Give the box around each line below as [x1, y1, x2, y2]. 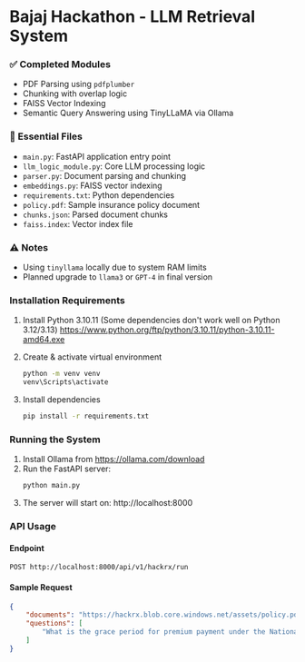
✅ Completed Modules [9, 58, 112, 71]
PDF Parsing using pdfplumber [22, 79, 135, 90]
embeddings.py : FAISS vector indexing [22, 180, 162, 191]
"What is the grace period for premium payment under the [42, 627, 266, 637]
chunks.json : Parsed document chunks [22, 209, 169, 220]
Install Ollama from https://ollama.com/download [22, 454, 205, 465]
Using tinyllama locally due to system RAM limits [22, 262, 207, 273]
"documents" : [25, 610, 75, 619]
